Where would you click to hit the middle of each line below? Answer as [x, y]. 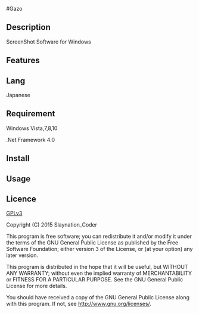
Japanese [18, 95]
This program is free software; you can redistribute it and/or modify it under [99, 236]
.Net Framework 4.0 [31, 140]
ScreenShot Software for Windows [49, 42]
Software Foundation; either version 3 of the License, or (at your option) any [99, 249]
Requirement [31, 114]
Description [28, 27]
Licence [21, 199]
